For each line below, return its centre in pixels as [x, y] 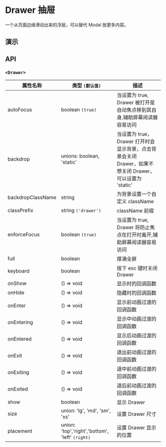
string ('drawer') [81, 211]
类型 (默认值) [86, 86]
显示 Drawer [131, 402]
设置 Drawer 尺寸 [137, 414]
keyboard [19, 271]
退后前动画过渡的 [137, 386]
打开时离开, [140, 235]
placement [20, 431]
